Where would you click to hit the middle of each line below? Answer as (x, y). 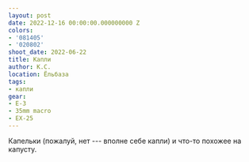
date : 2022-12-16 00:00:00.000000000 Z (74, 23)
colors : (21, 30)
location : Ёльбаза (38, 74)
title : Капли (30, 60)
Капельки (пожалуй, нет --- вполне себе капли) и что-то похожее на (125, 141)
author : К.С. (30, 67)
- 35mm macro (30, 111)
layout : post (30, 15)
